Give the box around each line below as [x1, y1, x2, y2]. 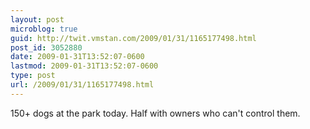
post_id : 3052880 [10, 42, 83, 53]
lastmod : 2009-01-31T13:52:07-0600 [10, 61, 159, 71]
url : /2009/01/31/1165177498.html [10, 80, 155, 90]
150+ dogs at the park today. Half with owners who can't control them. [10, 107, 301, 119]
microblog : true [10, 24, 78, 34]
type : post [10, 71, 56, 81]
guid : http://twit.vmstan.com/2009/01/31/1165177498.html [10, 33, 257, 43]
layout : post [10, 14, 65, 25]
